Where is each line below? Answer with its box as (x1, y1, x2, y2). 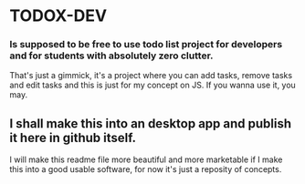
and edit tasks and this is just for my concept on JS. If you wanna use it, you (9, 79, 297, 91)
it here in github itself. (9, 129, 137, 146)
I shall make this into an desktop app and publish (9, 116, 292, 131)
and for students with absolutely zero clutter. (9, 49, 214, 62)
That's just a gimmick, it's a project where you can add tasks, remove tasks (9, 70, 293, 81)
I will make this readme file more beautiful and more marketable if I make (9, 154, 283, 165)
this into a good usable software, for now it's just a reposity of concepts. (9, 164, 282, 175)
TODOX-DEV (9, 5, 108, 26)
